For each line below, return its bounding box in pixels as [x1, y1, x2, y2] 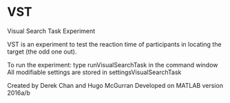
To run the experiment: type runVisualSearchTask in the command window [7, 60, 218, 69]
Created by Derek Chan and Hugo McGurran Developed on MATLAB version [7, 81, 224, 89]
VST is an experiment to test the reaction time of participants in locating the [7, 40, 222, 48]
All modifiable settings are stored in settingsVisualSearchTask [7, 68, 182, 76]
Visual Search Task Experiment [7, 27, 96, 35]
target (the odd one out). [7, 47, 77, 56]
